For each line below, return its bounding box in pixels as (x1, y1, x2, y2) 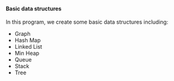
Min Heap (14, 49, 40, 57)
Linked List (14, 43, 42, 51)
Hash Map (14, 37, 41, 44)
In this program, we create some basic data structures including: (6, 18, 168, 26)
